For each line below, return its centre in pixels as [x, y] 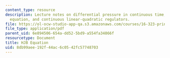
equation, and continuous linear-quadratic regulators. [70, 19]
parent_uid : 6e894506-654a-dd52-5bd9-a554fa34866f [60, 33]
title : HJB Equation [27, 43]
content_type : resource [30, 10]
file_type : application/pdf [35, 29]
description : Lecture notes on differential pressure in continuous [79, 15]
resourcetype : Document [30, 38]
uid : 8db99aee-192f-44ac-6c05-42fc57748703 [52, 47]
